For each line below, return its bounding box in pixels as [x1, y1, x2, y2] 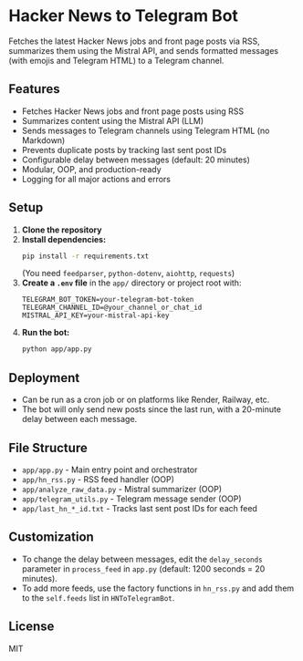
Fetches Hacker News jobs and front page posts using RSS [21, 106, 245, 117]
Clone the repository [21, 224, 102, 235]
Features [8, 81, 60, 97]
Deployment [8, 370, 80, 386]
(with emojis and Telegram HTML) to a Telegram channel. [8, 55, 225, 66]
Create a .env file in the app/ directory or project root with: [21, 277, 242, 288]
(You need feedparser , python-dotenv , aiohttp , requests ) [21, 268, 235, 279]
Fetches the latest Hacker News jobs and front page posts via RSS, [8, 36, 261, 46]
